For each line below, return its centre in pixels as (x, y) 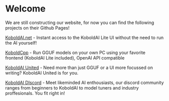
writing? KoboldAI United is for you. (42, 72)
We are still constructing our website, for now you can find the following (80, 22)
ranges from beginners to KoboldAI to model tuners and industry (72, 87)
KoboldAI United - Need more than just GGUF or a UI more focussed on (79, 67)
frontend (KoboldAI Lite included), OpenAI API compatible (65, 57)
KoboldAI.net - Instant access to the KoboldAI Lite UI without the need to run (84, 37)
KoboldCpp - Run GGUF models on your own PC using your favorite (75, 52)
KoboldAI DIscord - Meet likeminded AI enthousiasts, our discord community (84, 82)
